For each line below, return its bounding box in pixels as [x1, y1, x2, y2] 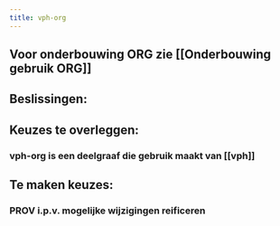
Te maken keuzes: [9, 177, 114, 193]
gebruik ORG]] [9, 61, 92, 77]
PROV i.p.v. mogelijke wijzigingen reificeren [9, 204, 206, 217]
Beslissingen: [9, 91, 88, 107]
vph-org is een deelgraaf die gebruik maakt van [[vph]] [9, 149, 256, 162]
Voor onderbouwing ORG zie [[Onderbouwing [9, 47, 272, 62]
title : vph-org [9, 13, 67, 23]
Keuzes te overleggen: [9, 122, 140, 137]
